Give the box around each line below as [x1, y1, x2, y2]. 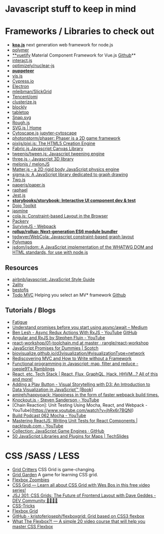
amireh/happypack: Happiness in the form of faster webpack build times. [12, 391, 159, 397]
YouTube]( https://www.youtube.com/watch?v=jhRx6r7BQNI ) [12, 407, 134, 413]
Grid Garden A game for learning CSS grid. [12, 472, 99, 477]
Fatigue [12, 319, 28, 325]
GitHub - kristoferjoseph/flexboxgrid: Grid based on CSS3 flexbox [12, 513, 145, 519]
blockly [12, 104, 27, 110]
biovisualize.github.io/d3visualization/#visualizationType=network [12, 350, 145, 356]
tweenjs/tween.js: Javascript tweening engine [12, 151, 105, 157]
